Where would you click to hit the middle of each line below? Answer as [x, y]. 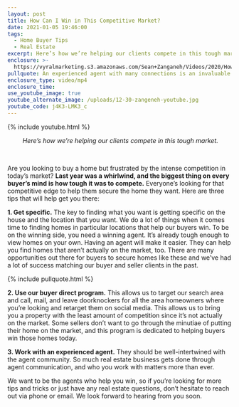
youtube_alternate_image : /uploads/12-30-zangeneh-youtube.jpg [103, 100]
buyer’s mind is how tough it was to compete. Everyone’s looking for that [116, 183]
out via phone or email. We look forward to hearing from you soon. [105, 396]
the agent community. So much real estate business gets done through [111, 359]
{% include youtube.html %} [49, 127]
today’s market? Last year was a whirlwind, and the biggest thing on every [118, 176]
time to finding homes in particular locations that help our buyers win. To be [118, 227]
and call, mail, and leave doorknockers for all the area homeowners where [116, 300]
